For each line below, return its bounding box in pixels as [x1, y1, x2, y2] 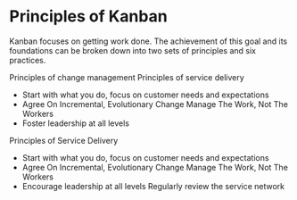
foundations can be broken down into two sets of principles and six [9, 45, 257, 55]
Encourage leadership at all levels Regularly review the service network [21, 180, 285, 191]
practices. [9, 54, 46, 65]
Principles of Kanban [9, 6, 168, 27]
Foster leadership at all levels [21, 118, 130, 129]
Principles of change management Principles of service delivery [9, 71, 245, 82]
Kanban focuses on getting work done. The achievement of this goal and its [9, 36, 288, 46]
